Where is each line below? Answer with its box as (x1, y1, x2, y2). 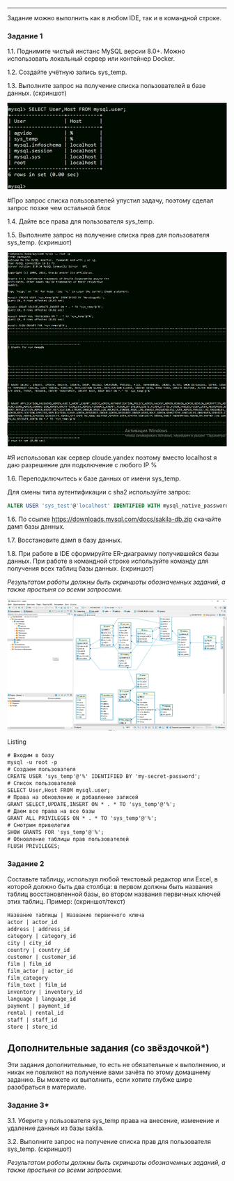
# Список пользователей (7, 780, 77, 787)
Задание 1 (7, 31, 43, 41)
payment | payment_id (7, 1002, 70, 1009)
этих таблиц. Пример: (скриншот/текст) (7, 897, 125, 905)
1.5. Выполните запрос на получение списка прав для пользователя (7, 230, 210, 239)
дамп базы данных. (7, 522, 65, 531)
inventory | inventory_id (7, 988, 82, 995)
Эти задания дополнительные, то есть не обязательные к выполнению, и (7, 1061, 226, 1069)
